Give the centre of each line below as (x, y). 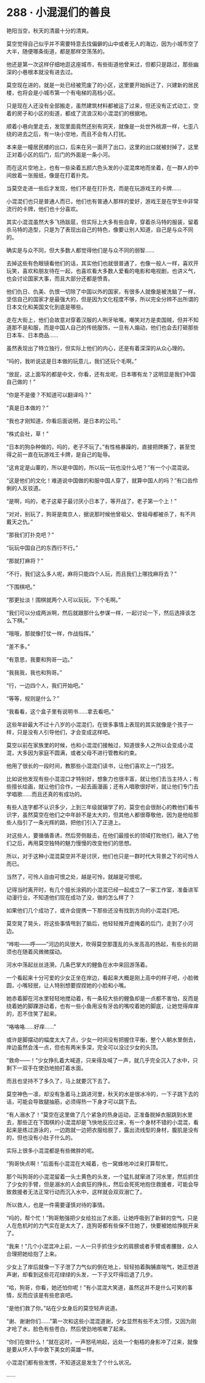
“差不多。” (18, 646)
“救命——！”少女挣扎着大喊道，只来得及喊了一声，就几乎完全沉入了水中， (100, 1060)
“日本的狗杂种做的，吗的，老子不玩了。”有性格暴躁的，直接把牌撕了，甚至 (98, 447)
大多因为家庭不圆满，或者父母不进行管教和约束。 (78, 753)
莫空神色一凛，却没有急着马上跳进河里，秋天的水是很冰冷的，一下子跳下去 (100, 1094)
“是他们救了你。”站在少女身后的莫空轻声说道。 (63, 1308)
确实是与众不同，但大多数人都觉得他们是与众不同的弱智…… (81, 250)
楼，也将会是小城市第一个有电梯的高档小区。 (63, 92)
